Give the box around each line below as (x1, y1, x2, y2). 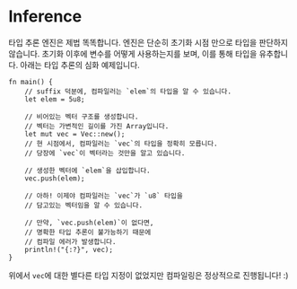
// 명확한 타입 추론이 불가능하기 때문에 (24, 227, 152, 237)
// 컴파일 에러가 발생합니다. (24, 237, 117, 246)
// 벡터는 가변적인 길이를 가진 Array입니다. (24, 121, 170, 131)
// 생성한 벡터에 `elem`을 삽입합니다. (24, 166, 151, 175)
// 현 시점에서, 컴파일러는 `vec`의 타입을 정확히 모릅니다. (24, 139, 218, 148)
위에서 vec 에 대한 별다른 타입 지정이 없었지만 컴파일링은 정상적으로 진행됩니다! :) (8, 269, 289, 280)
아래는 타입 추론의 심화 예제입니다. (20, 59, 140, 70)
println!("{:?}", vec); (24, 245, 114, 254)
